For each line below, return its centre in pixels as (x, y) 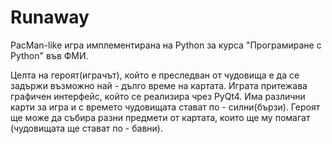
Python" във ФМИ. (49, 55)
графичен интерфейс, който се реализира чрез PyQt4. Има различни (158, 96)
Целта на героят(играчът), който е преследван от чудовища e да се (155, 75)
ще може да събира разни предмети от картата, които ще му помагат (160, 117)
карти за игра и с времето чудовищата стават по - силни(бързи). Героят (165, 107)
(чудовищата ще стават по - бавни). (86, 128)
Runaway (50, 17)
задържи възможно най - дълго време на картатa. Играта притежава (159, 85)
